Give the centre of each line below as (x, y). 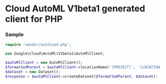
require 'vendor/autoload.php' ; (38, 45)
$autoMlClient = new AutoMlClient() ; (44, 63)
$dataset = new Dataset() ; (33, 72)
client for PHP (34, 19)
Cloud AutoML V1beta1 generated (75, 9)
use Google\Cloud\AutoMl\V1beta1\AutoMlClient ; (55, 54)
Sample (14, 35)
